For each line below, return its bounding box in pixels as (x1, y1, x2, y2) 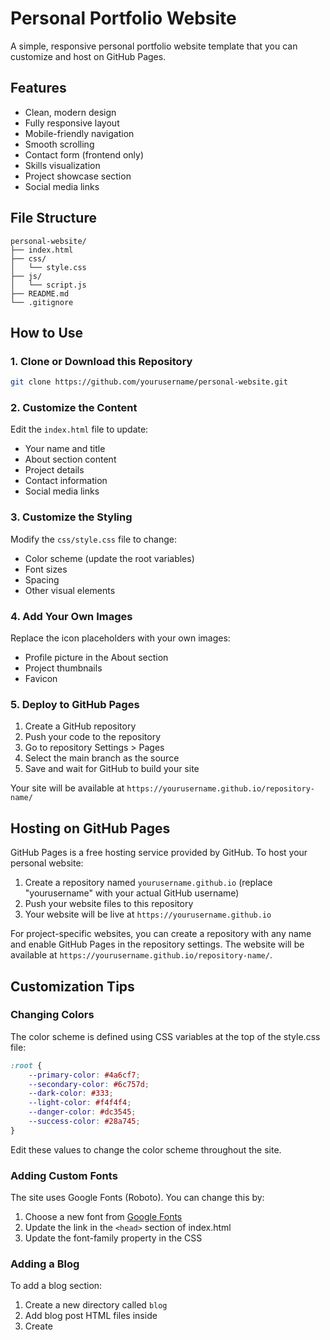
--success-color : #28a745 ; (28, 1117, 141, 1127)
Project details (24, 464, 85, 476)
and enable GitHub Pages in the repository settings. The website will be (10, 938, 305, 951)
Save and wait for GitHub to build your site (24, 763, 200, 775)
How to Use (10, 324, 84, 341)
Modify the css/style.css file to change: (10, 533, 177, 545)
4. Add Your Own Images (10, 609, 133, 623)
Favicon (24, 673, 58, 685)
